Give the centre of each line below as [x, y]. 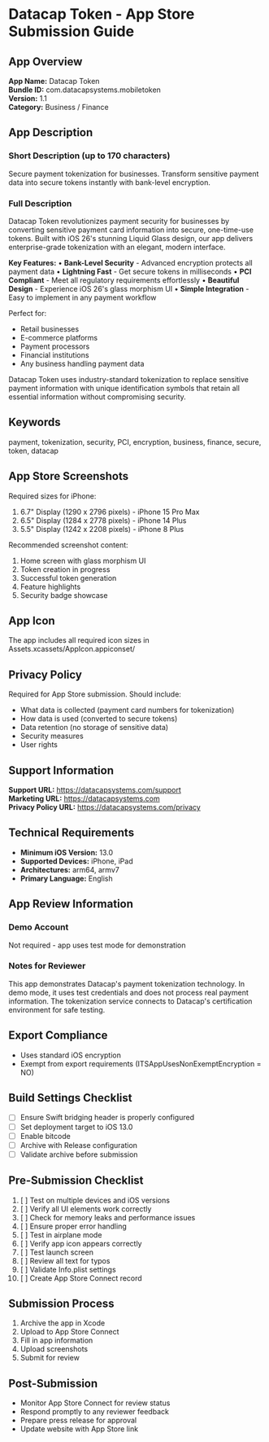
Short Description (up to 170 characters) [89, 156]
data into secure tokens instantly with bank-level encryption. [110, 182]
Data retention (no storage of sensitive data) [94, 728]
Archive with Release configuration [79, 1145]
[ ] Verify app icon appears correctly [81, 1243]
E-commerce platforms [59, 337]
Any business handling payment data [82, 363]
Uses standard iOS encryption [71, 1055]
